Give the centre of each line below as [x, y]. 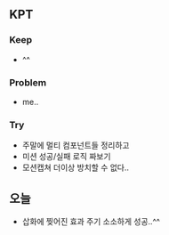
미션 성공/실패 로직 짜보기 [66, 157]
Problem [28, 82]
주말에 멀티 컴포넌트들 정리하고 [76, 145]
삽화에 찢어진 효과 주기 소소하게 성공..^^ [91, 222]
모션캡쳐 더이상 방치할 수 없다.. [76, 167]
